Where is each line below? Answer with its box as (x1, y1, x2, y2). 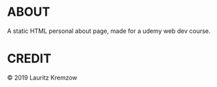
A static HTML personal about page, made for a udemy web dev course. (7, 27, 211, 35)
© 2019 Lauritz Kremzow (7, 73, 77, 82)
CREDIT (7, 51, 51, 66)
